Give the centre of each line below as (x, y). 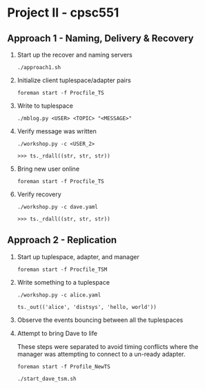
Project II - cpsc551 (63, 13)
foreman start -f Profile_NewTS (64, 367)
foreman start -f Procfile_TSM (62, 269)
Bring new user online (48, 169)
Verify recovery (39, 194)
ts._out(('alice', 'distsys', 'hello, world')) (87, 307)
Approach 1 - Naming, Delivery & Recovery (100, 38)
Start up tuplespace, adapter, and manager (78, 256)
